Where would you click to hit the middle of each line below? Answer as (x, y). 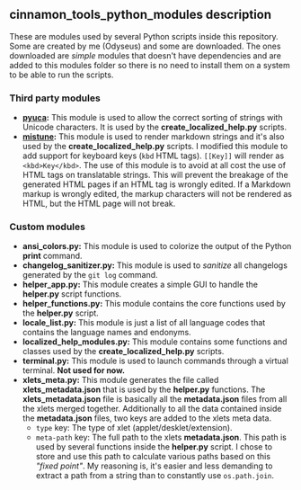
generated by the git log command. (90, 275)
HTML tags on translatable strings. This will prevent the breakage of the (155, 175)
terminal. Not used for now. (74, 370)
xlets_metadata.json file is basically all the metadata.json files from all (155, 399)
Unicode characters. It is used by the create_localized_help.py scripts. (155, 127)
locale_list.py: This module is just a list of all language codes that (144, 323)
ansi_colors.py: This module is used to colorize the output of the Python (157, 246)
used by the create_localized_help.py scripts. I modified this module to (155, 147)
